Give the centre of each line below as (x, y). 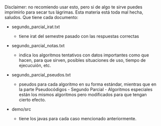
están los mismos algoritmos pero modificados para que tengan (83, 95)
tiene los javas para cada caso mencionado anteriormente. (78, 118)
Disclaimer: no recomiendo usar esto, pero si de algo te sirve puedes (73, 7)
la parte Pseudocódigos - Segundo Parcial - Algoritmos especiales (86, 89)
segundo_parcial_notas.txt (38, 45)
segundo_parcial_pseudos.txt (41, 75)
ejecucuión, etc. (35, 65)
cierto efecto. (32, 100)
